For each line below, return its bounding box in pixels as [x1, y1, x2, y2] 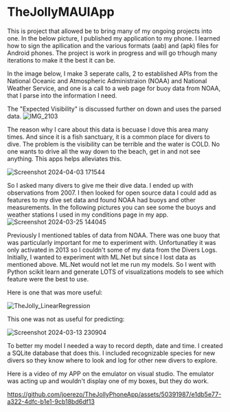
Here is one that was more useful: [7, 288, 103, 296]
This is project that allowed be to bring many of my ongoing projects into [7, 27, 213, 35]
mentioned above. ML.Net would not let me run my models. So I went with [7, 260, 216, 268]
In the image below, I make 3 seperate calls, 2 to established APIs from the [7, 69, 218, 78]
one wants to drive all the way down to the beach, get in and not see [7, 147, 200, 155]
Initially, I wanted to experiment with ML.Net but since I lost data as [7, 252, 197, 261]
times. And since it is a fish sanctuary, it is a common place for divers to [7, 132, 211, 141]
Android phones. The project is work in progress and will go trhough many [7, 49, 218, 57]
